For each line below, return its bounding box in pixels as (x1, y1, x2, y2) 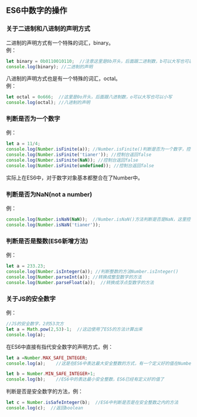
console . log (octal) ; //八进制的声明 (6, 99, 90, 106)
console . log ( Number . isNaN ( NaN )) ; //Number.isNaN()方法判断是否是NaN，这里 (6, 216, 186, 222)
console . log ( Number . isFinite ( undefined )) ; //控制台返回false (6, 162, 154, 169)
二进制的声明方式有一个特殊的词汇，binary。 (6, 39, 114, 46)
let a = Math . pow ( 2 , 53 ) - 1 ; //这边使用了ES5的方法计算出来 (6, 326, 142, 332)
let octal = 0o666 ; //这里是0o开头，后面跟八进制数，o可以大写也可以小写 (6, 94, 172, 100)
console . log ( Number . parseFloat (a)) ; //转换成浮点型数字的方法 (6, 279, 154, 285)
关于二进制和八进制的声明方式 (6, 25, 91, 33)
